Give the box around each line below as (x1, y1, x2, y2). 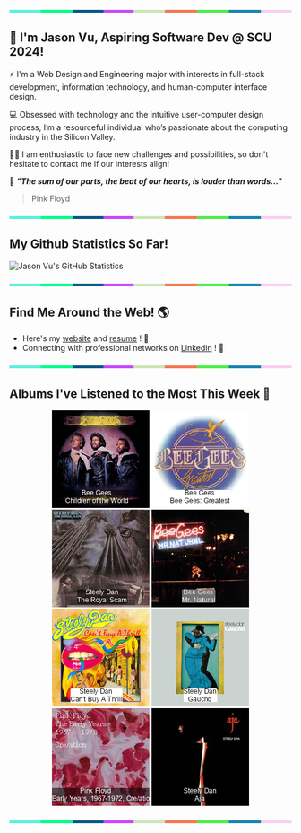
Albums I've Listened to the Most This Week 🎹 (9, 386, 271, 401)
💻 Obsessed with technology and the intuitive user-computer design (9, 109, 264, 119)
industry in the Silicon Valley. (9, 131, 116, 142)
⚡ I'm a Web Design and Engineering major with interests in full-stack (9, 68, 265, 79)
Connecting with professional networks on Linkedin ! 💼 (21, 343, 224, 354)
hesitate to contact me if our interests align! (9, 158, 170, 169)
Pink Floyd (30, 193, 70, 204)
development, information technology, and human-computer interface (9, 81, 268, 92)
